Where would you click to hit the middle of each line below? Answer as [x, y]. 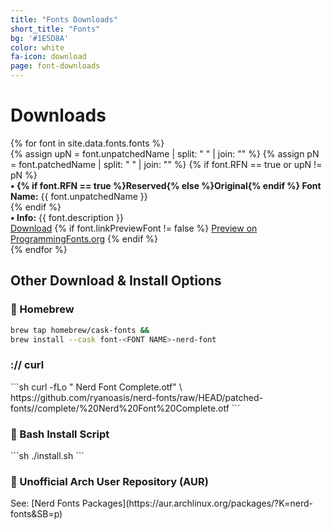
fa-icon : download [48, 57]
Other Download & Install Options [116, 281]
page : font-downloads [55, 66]
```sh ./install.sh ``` [47, 455]
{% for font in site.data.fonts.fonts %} [87, 143]
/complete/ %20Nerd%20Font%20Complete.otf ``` [137, 408]
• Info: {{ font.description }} [67, 217]
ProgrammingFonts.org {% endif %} [84, 238]
